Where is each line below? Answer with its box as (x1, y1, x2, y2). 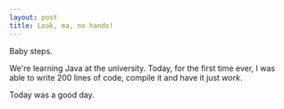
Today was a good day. (9, 90, 96, 100)
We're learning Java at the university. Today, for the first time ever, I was (9, 63, 275, 74)
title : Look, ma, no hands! (9, 21, 114, 30)
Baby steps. (9, 45, 54, 56)
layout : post (9, 12, 58, 22)
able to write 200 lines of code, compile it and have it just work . (9, 72, 243, 82)
